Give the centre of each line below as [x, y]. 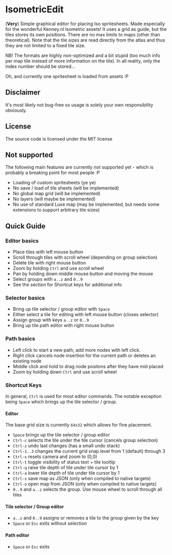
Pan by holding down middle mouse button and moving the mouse [83, 274]
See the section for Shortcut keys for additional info [67, 285]
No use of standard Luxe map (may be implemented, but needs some [86, 204]
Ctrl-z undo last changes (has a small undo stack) [66, 446]
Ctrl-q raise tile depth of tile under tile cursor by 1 [65, 468]
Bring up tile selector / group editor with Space [61, 309]
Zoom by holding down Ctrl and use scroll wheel [65, 372]
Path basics [20, 339]
